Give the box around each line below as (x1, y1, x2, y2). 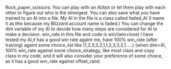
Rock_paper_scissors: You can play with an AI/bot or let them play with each (5, 5, 166, 10)
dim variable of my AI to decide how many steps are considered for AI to (5, 26, 158, 32)
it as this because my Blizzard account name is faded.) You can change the (5, 20, 163, 26)
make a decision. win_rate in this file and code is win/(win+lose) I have (5, 31, 154, 37)
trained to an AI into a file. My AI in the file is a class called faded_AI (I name (5, 15, 165, 21)
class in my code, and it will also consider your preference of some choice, (5, 53, 163, 59)
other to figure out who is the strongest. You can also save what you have (5, 10, 160, 16)
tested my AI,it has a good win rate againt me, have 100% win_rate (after (5, 37, 158, 43)
